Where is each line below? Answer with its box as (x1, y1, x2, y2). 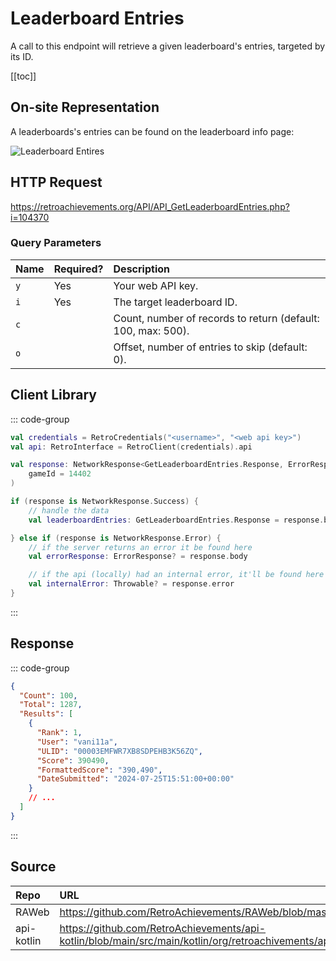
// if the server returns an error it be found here (28, 542, 253, 552)
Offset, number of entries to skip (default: (113, 340, 308, 354)
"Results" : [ (19, 709, 74, 719)
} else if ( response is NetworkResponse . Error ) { (10, 533, 222, 543)
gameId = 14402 (28, 469, 92, 479)
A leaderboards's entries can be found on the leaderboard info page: (10, 125, 295, 137)
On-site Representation (10, 99, 160, 116)
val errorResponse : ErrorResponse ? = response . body (28, 552, 248, 562)
